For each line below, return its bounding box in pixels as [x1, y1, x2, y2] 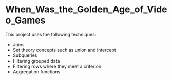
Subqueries [12, 52, 37, 58]
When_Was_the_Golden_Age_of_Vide [5, 4, 167, 15]
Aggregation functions [12, 68, 61, 75]
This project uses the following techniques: [5, 31, 97, 37]
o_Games [5, 14, 46, 26]
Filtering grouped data [12, 57, 60, 64]
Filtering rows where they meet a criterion [12, 63, 102, 69]
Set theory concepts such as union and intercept [12, 47, 117, 53]
